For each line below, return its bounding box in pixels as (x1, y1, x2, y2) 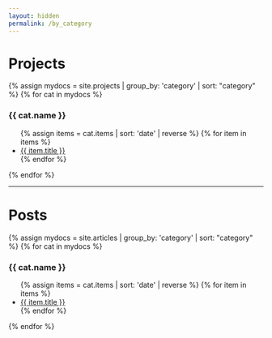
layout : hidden (8, 11, 60, 20)
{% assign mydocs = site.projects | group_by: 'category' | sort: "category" (8, 81, 257, 91)
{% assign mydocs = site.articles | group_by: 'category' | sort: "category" (8, 233, 253, 242)
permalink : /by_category (8, 19, 92, 28)
